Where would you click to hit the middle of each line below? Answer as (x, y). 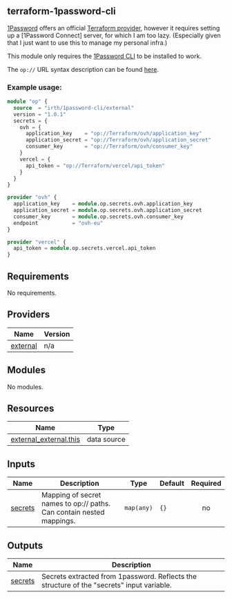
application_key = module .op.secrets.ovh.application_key (103, 204)
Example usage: (35, 87)
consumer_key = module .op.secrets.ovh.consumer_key (99, 217)
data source (106, 440)
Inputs (21, 464)
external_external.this (46, 440)
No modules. (25, 386)
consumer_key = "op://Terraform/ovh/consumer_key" (109, 147)
